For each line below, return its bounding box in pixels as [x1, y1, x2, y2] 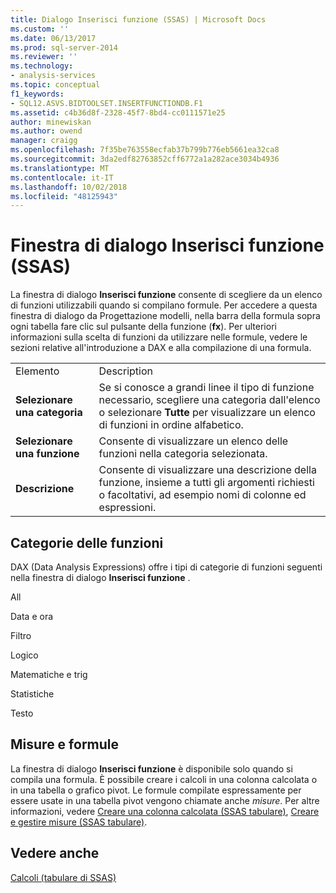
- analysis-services [10, 71, 97, 81]
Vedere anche [10, 845, 100, 862]
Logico [10, 649, 39, 661]
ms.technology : [10, 61, 74, 71]
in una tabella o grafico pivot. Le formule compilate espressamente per [10, 784, 302, 796]
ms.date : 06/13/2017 [10, 33, 97, 43]
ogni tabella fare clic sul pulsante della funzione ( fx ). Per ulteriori [10, 321, 277, 333]
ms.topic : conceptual [10, 80, 101, 90]
